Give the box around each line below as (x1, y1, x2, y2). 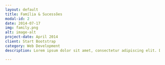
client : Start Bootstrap (5, 39, 56, 44)
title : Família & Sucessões (5, 12, 63, 17)
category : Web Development (5, 43, 60, 48)
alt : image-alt (5, 30, 36, 35)
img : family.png (5, 25, 38, 30)
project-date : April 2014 (5, 35, 58, 40)
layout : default (5, 7, 38, 12)
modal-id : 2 (5, 16, 29, 21)
